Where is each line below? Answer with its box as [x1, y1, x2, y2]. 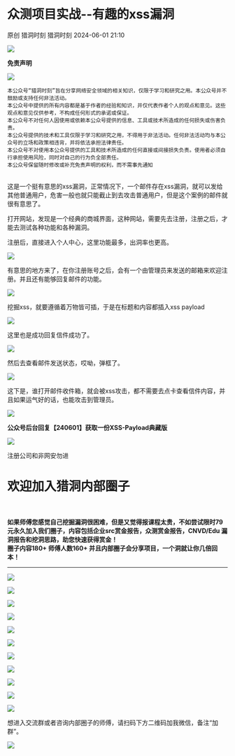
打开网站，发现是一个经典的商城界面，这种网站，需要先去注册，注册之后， [7, 214, 222, 222]
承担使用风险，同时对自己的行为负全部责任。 [12, 154, 122, 161]
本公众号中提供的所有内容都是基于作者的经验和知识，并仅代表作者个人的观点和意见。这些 [7, 102, 226, 109]
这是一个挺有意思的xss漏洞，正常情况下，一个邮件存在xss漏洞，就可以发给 [7, 182, 223, 190]
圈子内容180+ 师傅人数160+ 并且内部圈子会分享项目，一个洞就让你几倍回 [7, 543, 218, 552]
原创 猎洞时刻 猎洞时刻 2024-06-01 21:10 [7, 31, 125, 39]
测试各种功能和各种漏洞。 [19, 223, 93, 231]
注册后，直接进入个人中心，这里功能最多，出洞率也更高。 [7, 238, 173, 246]
